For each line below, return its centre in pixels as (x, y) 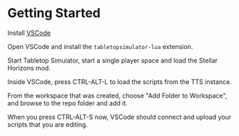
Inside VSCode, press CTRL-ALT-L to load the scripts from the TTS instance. (119, 82)
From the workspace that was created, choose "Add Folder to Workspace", (117, 95)
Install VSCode (29, 33)
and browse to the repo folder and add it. (68, 103)
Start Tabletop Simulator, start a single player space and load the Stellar (113, 60)
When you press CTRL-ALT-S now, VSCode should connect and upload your (119, 117)
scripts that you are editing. (47, 124)
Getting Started (54, 13)
